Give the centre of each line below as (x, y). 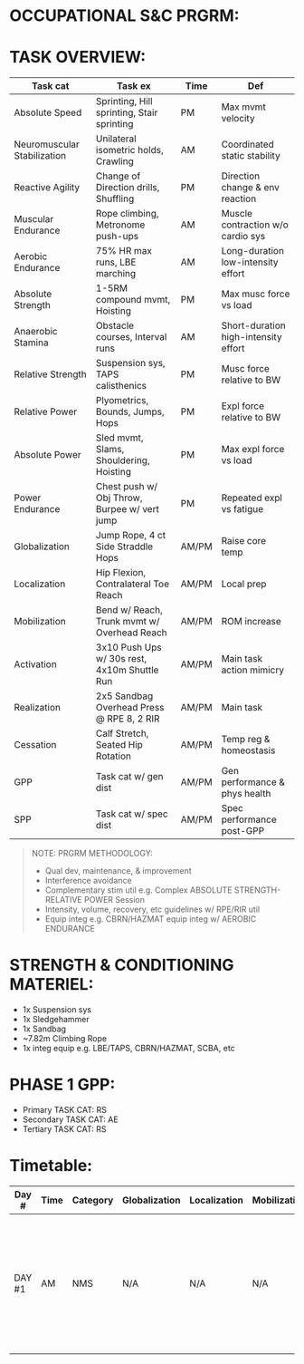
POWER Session (114, 900)
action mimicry (253, 670)
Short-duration (254, 325)
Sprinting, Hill (124, 102)
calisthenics (121, 386)
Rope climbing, (128, 214)
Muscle (237, 214)
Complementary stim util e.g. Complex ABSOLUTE (138, 890)
